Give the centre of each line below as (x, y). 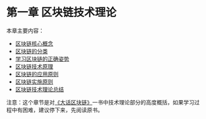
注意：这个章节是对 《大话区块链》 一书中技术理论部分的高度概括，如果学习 (100, 102)
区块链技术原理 (34, 66)
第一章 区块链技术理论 (61, 13)
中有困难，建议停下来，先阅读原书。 (57, 110)
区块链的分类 (31, 51)
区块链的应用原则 (37, 74)
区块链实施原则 (34, 81)
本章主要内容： (25, 31)
